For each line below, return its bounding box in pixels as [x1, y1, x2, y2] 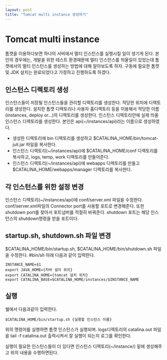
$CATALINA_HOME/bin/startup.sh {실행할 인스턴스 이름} [5, 317, 112, 322]
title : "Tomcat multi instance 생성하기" [5, 12, 88, 17]
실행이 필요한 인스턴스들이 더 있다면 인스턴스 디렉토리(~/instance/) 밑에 [5, 343, 145, 349]
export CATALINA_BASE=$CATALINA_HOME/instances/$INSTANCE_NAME [5, 277, 140, 282]
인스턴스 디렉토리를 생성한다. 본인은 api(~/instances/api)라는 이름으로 [5, 118, 143, 124]
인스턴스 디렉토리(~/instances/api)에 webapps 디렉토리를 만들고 [12, 160, 140, 166]
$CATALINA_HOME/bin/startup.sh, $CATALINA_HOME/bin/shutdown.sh [5, 245, 153, 251]
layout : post [5, 7, 32, 12]
